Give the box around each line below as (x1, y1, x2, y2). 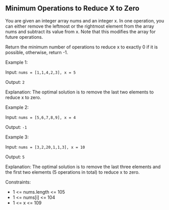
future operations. (5, 34, 43, 40)
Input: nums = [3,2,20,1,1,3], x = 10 (5, 144, 85, 150)
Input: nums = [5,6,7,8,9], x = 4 (5, 114, 76, 120)
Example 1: (5, 59, 28, 65)
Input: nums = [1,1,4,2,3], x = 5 (5, 69, 76, 75)
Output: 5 (5, 153, 25, 160)
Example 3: (5, 134, 29, 140)
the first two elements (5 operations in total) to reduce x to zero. (5, 169, 140, 175)
